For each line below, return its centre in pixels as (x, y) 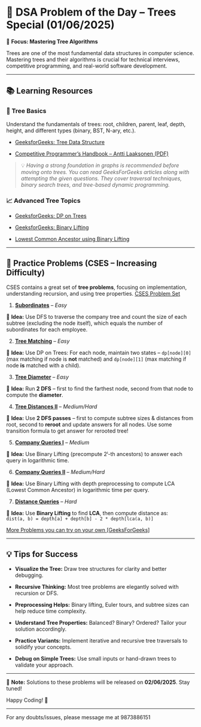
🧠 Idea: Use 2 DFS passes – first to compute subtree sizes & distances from (100, 418)
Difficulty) (25, 273)
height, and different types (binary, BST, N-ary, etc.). (71, 130)
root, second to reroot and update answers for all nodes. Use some (89, 424)
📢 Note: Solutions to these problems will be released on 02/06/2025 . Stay (98, 682)
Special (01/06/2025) (60, 25)
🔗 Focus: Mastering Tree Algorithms (52, 41)
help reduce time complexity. (51, 611)
